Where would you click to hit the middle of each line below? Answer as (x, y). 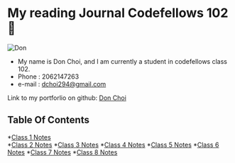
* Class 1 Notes (29, 137)
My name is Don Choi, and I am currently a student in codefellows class (122, 61)
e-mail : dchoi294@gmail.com (62, 84)
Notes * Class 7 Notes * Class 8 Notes (62, 152)
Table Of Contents (49, 120)
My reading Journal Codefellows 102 (118, 13)
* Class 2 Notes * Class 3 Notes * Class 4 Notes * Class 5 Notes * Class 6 (113, 145)
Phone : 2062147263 (48, 77)
